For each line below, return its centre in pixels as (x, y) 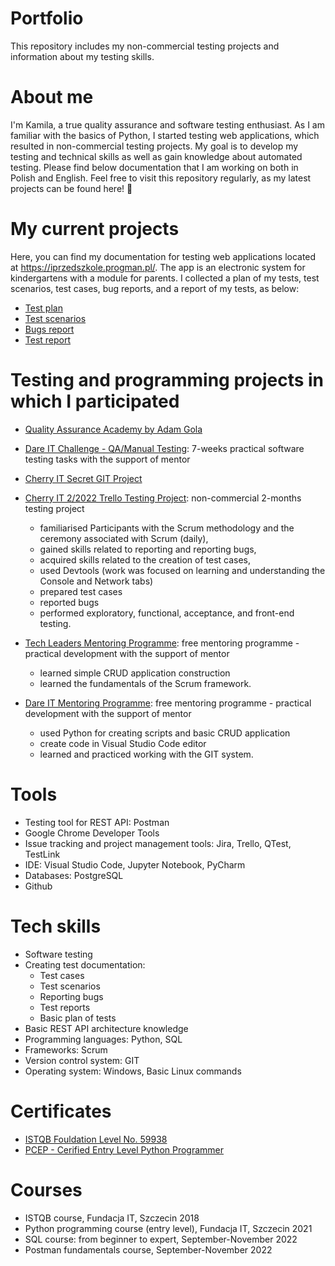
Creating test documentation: (85, 964)
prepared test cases (81, 591)
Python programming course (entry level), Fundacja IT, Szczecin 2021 (168, 1228)
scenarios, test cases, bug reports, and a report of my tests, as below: (155, 288)
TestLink (42, 854)
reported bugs (69, 602)
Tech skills (56, 926)
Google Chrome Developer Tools (92, 833)
